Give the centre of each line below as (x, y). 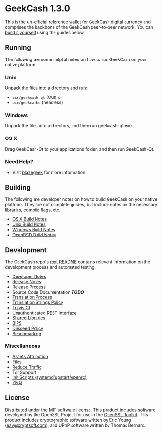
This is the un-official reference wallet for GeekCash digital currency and (78, 22)
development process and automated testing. (51, 267)
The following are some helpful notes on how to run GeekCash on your (76, 59)
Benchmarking (27, 333)
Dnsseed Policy (28, 328)
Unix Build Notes (29, 224)
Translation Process (32, 297)
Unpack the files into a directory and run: (46, 88)
